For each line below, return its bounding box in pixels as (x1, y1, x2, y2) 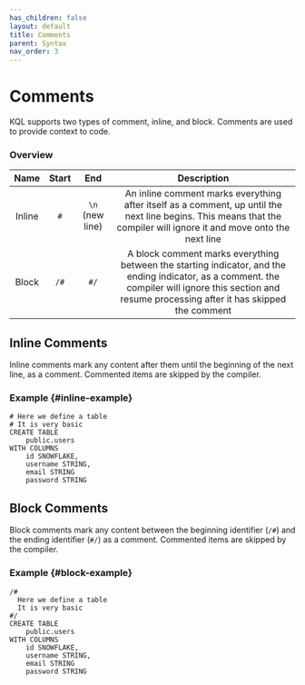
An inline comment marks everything (124, 187, 281, 200)
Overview (9, 148, 54, 161)
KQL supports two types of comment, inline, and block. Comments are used (9, 116, 293, 127)
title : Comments (9, 30, 71, 39)
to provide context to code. (9, 126, 111, 137)
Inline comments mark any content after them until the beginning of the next (9, 360, 294, 371)
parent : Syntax (9, 38, 67, 48)
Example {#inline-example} (9, 392, 133, 404)
